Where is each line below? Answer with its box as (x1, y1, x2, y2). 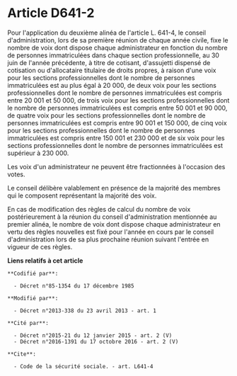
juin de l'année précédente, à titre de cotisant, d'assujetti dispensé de (7, 58, 211, 67)
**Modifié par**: (7, 295, 59, 302)
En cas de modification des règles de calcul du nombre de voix (7, 205, 191, 213)
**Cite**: (7, 351, 37, 358)
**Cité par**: (7, 319, 50, 326)
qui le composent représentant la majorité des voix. (7, 191, 157, 200)
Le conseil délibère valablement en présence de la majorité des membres (7, 183, 221, 192)
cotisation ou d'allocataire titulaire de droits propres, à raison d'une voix (7, 66, 216, 74)
